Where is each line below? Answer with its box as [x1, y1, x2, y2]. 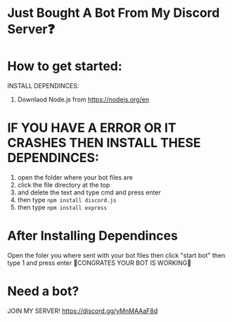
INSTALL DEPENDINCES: [7, 82, 79, 90]
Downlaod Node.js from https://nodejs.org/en [17, 95, 150, 104]
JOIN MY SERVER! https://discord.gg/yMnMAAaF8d [7, 306, 158, 315]
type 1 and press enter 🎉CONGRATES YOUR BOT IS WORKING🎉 [7, 259, 192, 267]
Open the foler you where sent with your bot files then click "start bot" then [7, 252, 226, 259]
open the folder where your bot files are [17, 173, 134, 182]
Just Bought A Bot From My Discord [7, 5, 220, 21]
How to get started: [7, 58, 123, 75]
